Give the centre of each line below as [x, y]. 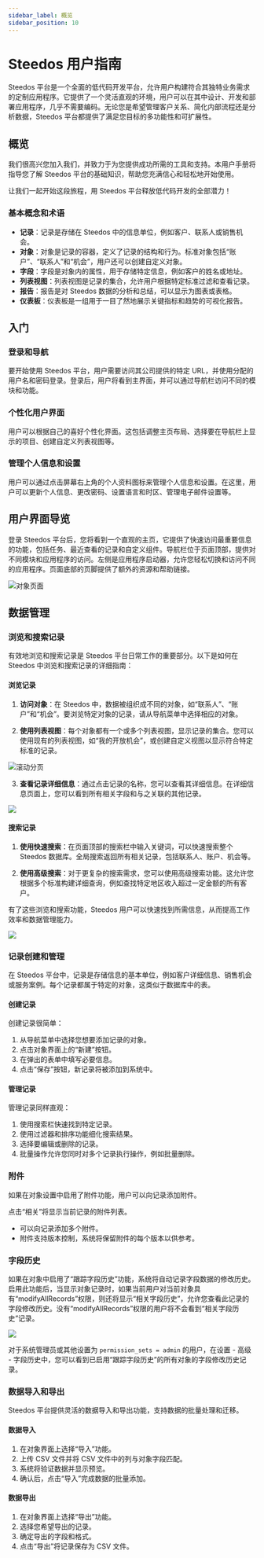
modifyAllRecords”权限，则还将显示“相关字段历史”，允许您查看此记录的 [134, 1299]
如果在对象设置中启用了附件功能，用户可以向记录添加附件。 [104, 1195]
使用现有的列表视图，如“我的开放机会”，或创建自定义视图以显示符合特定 [136, 740]
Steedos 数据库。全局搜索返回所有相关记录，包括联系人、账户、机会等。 [137, 856]
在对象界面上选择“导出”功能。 [68, 1516]
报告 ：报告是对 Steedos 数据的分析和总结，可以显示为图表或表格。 [128, 291]
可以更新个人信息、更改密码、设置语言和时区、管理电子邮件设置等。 [125, 491]
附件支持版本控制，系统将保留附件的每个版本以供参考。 [109, 1238]
